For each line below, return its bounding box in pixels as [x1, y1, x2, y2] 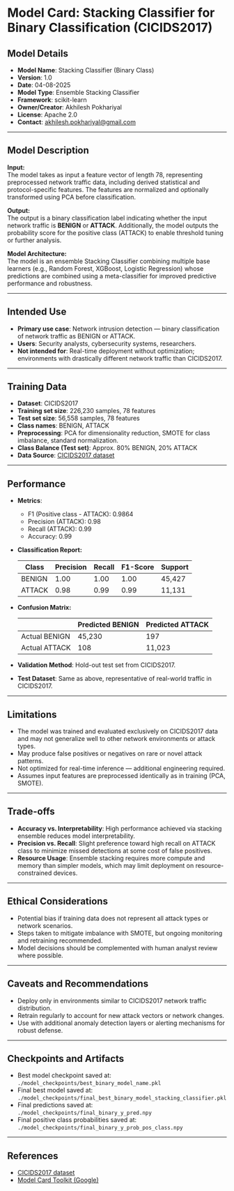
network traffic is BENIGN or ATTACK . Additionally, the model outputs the [7, 221, 219, 230]
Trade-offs [7, 806, 55, 818]
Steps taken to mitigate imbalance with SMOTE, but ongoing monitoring [17, 929, 223, 937]
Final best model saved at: [17, 1086, 93, 1095]
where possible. [17, 951, 64, 959]
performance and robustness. [7, 279, 93, 287]
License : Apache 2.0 [17, 110, 78, 119]
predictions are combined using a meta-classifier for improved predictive [7, 271, 217, 280]
